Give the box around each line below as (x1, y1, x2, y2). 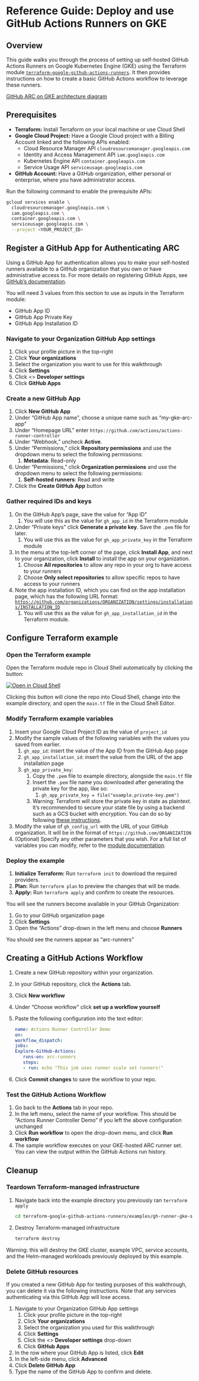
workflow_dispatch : (14, 1037, 63, 1043)
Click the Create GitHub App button (14, 482, 102, 490)
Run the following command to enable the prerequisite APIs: (6, 188, 153, 195)
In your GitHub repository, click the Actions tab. (14, 980, 132, 988)
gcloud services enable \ (6, 199, 70, 205)
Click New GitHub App (14, 408, 71, 415)
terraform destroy (14, 1236, 60, 1242)
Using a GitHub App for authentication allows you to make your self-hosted (6, 259, 190, 266)
